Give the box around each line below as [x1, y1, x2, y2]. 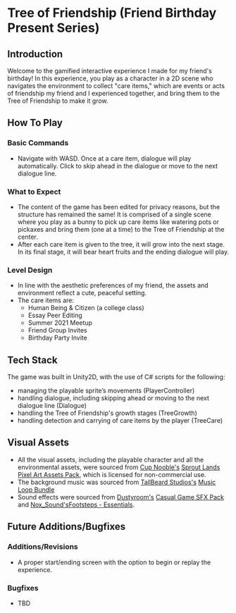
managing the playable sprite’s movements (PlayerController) [17, 386, 195, 395]
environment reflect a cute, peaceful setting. [17, 289, 147, 297]
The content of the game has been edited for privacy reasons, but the [17, 202, 221, 211]
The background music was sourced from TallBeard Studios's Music [17, 478, 216, 486]
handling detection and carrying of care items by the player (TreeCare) [17, 416, 223, 425]
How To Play [7, 117, 63, 129]
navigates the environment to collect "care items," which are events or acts [7, 82, 225, 89]
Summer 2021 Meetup [27, 318, 93, 327]
